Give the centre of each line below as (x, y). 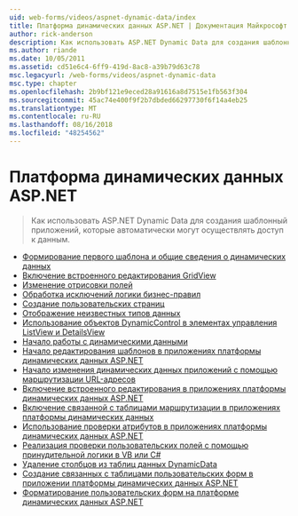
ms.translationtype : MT (53, 108)
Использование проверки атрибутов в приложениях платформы (145, 426)
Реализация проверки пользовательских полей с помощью (135, 445)
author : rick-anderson (51, 34)
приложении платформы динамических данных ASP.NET (130, 483)
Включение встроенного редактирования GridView (119, 275)
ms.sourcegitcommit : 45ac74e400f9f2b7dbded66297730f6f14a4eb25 (129, 100)
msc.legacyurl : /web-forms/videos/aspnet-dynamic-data (113, 75)
